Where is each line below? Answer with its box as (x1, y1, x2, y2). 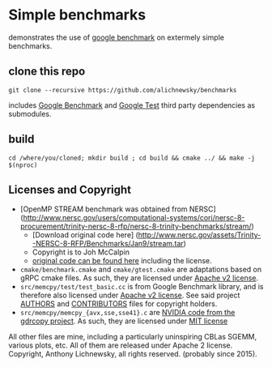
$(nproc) (8, 160, 38, 169)
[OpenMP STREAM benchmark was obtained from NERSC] (19, 204, 216, 214)
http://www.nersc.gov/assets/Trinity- (138, 230, 261, 240)
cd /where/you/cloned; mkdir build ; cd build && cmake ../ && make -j (8, 154, 255, 162)
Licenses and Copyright (8, 182, 132, 196)
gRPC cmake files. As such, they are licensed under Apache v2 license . (19, 273, 259, 283)
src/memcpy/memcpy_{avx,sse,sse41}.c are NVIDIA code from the (19, 308, 236, 318)
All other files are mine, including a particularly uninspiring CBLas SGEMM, (8, 332, 257, 342)
